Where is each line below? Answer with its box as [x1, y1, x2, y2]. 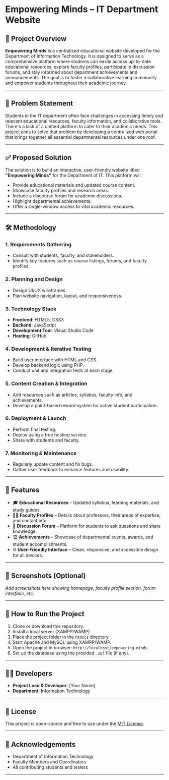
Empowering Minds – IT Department [5, 4, 158, 15]
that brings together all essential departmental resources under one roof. [5, 134, 156, 140]
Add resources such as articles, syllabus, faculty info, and [12, 392, 133, 398]
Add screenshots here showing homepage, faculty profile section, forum [5, 585, 156, 591]
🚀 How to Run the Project [5, 609, 84, 619]
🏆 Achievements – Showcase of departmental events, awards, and [12, 534, 153, 540]
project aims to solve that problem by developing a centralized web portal [5, 129, 158, 135]
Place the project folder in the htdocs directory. [12, 634, 110, 640]
